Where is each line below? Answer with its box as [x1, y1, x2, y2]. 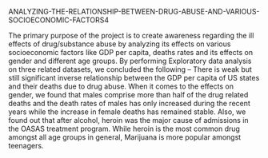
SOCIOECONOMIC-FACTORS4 [8, 15, 110, 25]
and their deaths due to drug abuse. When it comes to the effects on [8, 81, 234, 91]
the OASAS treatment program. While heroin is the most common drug [8, 124, 240, 133]
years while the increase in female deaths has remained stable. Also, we [8, 107, 246, 117]
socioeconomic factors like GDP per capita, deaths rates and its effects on [8, 48, 254, 57]
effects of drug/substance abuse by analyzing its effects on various [8, 39, 231, 49]
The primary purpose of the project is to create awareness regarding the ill [8, 31, 254, 40]
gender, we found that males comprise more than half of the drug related [8, 90, 249, 99]
